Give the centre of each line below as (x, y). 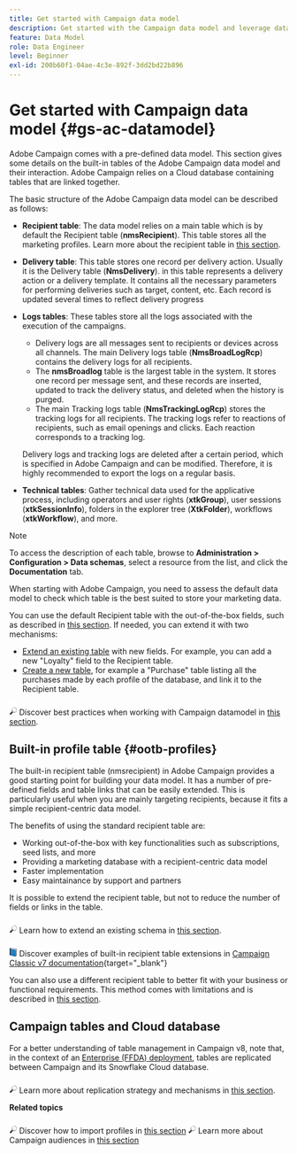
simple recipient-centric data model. (75, 808)
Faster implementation (63, 871)
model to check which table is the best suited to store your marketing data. (145, 598)
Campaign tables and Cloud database (115, 1027)
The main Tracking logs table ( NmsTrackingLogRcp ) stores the (150, 408)
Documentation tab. (46, 571)
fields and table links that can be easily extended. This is (142, 789)
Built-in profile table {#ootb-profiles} (113, 750)
